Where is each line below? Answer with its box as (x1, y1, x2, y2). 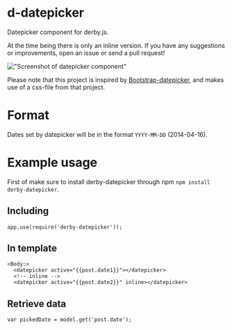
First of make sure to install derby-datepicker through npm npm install (7, 177, 210, 185)
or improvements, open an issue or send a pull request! (7, 49, 165, 57)
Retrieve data (7, 297, 67, 310)
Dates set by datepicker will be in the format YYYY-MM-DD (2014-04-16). (7, 130, 208, 138)
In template (7, 242, 58, 254)
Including (7, 205, 49, 217)
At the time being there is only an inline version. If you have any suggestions (7, 41, 226, 49)
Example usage (7, 155, 98, 171)
